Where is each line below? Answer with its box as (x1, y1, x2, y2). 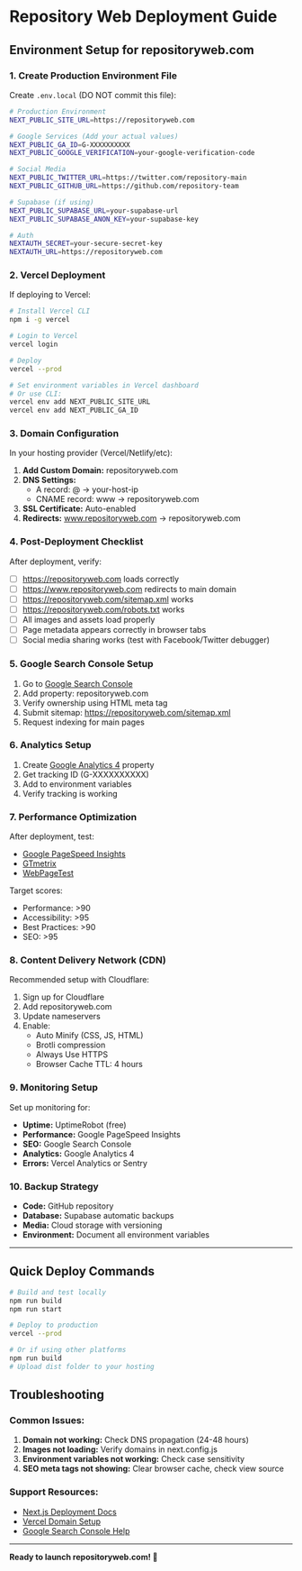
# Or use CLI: (9, 389, 63, 398)
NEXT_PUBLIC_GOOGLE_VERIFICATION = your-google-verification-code (9, 149, 255, 158)
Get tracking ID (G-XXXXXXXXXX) (22, 769, 150, 780)
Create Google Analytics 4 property (22, 759, 155, 770)
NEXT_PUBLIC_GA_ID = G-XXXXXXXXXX (9, 140, 130, 150)
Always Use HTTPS (35, 1049, 109, 1060)
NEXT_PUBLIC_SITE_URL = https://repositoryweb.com (9, 115, 195, 124)
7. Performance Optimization (9, 810, 138, 823)
